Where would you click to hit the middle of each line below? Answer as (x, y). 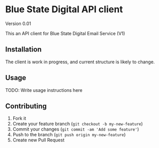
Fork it (19, 118)
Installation (23, 50)
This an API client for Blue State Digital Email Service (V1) (65, 33)
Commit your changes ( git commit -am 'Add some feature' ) (76, 129)
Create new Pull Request (38, 140)
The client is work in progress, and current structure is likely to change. (80, 62)
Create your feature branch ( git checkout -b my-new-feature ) (78, 124)
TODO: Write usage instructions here (44, 90)
